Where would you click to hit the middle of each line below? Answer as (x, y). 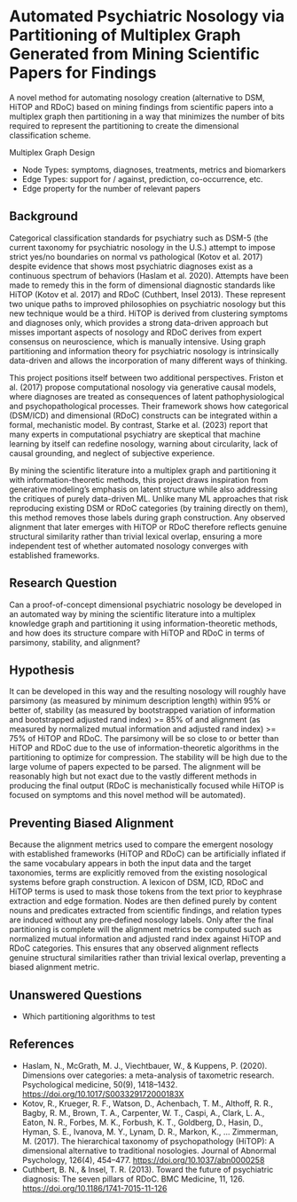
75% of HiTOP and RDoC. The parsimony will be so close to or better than (144, 739)
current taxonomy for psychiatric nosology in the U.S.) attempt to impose (142, 247)
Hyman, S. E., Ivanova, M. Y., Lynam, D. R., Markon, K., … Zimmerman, (150, 1131)
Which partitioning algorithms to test (89, 1016)
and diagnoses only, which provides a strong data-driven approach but (139, 322)
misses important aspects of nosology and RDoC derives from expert (136, 332)
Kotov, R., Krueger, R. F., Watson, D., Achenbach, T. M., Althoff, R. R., (147, 1103)
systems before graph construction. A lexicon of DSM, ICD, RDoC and (137, 882)
